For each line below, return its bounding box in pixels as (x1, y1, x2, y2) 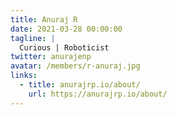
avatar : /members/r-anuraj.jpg (10, 61, 141, 71)
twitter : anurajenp (10, 52, 92, 62)
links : (10, 71, 38, 81)
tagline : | (10, 33, 56, 43)
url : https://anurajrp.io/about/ (28, 89, 168, 99)
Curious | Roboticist (19, 42, 110, 53)
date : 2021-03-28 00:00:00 (10, 24, 123, 34)
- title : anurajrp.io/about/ (19, 80, 141, 90)
